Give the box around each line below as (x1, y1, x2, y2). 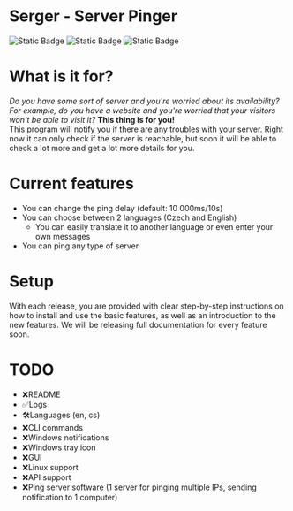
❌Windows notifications (21, 431, 109, 443)
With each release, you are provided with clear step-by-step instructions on (9, 301, 284, 311)
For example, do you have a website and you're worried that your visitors (9, 104, 276, 116)
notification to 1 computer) (21, 492, 118, 502)
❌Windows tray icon (21, 442, 96, 453)
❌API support (21, 471, 72, 483)
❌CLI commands (21, 422, 84, 432)
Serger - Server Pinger (9, 6, 178, 27)
